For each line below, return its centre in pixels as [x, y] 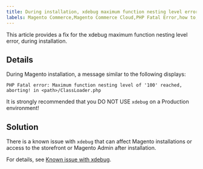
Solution [22, 127]
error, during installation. [37, 41]
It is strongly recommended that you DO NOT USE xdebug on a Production [98, 102]
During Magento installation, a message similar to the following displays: [96, 74]
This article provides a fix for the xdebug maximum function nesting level [97, 34]
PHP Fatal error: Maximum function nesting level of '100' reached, [94, 85]
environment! [23, 108]
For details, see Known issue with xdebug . [59, 159]
